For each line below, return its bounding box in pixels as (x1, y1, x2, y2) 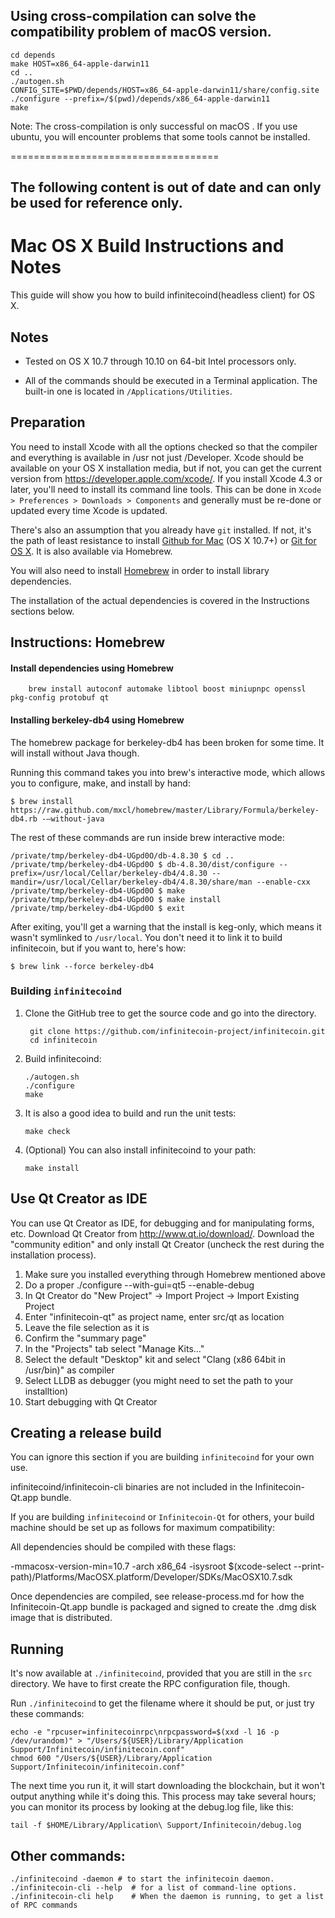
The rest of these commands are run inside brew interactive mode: (10, 831, 285, 843)
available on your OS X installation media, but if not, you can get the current (10, 462, 322, 474)
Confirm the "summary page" (24, 1332, 147, 1344)
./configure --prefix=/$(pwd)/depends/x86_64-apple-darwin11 (10, 94, 271, 104)
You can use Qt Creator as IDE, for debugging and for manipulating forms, (10, 1217, 315, 1229)
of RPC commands (10, 1900, 78, 1911)
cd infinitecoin (29, 1035, 98, 1045)
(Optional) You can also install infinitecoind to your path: (24, 1144, 257, 1156)
